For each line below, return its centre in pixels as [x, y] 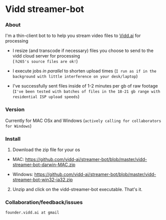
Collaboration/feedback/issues [44, 202]
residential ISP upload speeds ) [46, 96]
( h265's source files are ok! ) [45, 61]
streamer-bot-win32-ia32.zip [43, 180]
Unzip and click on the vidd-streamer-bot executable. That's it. [77, 189]
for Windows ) [18, 125]
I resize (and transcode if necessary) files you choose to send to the [83, 50]
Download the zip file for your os [46, 150]
